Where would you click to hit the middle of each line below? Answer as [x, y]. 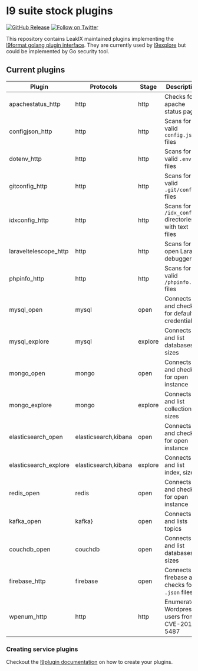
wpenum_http [28, 617]
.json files [179, 592]
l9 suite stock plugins [60, 11]
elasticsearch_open [36, 437]
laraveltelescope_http [39, 251]
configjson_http [31, 131]
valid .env [178, 159]
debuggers [180, 259]
